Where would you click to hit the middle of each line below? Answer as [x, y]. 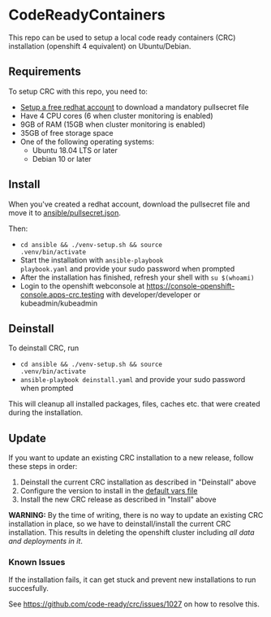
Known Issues [37, 563]
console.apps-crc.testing [62, 294]
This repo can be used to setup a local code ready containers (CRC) [122, 37]
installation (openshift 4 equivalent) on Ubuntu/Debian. [100, 46]
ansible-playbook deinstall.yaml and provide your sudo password [133, 380]
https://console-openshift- [190, 285]
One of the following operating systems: [87, 141]
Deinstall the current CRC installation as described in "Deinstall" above [138, 482]
